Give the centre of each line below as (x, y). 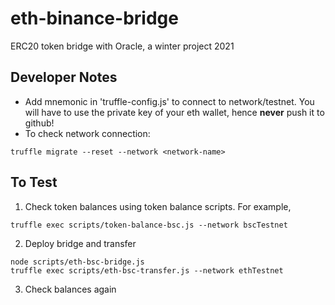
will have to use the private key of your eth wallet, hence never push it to (174, 112)
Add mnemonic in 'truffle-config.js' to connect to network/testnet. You (169, 101)
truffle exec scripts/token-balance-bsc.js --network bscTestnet (149, 225)
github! (39, 123)
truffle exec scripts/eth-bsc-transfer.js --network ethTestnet (147, 270)
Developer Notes (64, 77)
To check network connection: (87, 133)
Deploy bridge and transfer (80, 243)
